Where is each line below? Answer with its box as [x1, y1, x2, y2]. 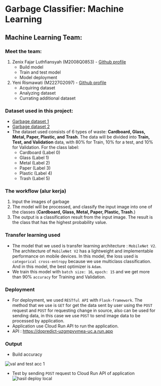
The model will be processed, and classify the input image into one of [12, 204, 152, 210]
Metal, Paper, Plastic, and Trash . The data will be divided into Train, [12, 134, 150, 140]
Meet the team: [5, 48, 42, 55]
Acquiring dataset [19, 84, 56, 91]
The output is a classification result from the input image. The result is [12, 214, 153, 220]
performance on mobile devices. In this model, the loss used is [12, 253, 139, 259]
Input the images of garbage [12, 199, 70, 204]
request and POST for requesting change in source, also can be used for [12, 307, 156, 313]
